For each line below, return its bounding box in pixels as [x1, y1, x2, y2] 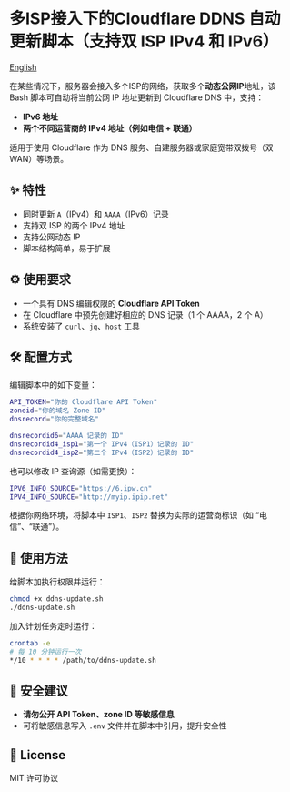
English [9, 61, 37, 73]
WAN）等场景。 [9, 153, 69, 164]
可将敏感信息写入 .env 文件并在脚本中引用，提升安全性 [22, 720, 227, 731]
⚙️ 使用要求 [9, 272, 71, 288]
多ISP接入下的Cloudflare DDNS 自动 [9, 8, 281, 29]
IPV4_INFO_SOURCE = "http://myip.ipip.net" [9, 492, 169, 502]
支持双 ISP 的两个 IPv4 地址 [22, 219, 125, 230]
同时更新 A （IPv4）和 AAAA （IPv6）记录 [22, 208, 170, 219]
